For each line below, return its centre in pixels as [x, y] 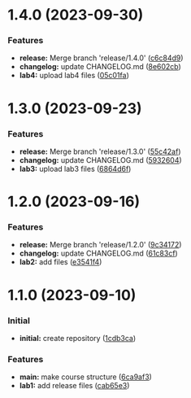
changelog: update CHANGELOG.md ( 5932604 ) [100, 160]
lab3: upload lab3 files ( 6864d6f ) [75, 168]
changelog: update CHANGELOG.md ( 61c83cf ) [98, 253]
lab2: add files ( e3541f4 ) [61, 262]
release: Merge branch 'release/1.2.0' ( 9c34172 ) [100, 245]
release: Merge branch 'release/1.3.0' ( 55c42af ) [100, 151]
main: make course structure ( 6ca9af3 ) [85, 377]
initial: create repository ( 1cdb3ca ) [78, 338]
